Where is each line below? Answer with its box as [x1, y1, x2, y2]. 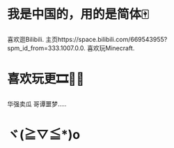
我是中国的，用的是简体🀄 [7, 6, 149, 22]
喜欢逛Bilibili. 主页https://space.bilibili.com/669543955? [7, 35, 168, 43]
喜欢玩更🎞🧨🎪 [7, 71, 85, 87]
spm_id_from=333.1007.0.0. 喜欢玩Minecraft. [7, 43, 135, 52]
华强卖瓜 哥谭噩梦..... [7, 99, 68, 108]
